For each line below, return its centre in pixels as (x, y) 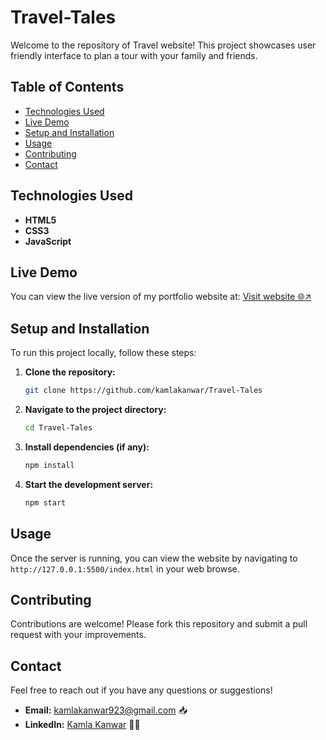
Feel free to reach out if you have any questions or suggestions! (141, 690)
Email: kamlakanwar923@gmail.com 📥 (106, 710)
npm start (45, 502)
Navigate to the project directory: (95, 410)
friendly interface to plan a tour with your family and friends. (134, 55)
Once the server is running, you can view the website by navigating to (154, 558)
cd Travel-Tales (58, 428)
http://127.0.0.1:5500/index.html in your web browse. (125, 568)
